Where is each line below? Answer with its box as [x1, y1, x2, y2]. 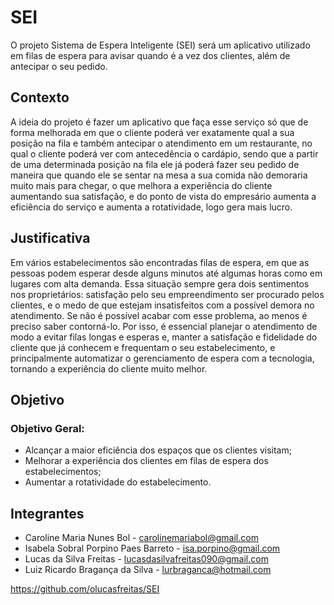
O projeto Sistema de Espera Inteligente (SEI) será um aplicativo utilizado [10, 39, 311, 51]
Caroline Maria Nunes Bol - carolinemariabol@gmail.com [24, 532, 259, 544]
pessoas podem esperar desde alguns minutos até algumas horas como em [10, 267, 323, 279]
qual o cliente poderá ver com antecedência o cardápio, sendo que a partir [10, 147, 319, 160]
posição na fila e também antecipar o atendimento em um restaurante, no [10, 137, 313, 149]
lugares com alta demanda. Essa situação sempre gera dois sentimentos [10, 277, 310, 290]
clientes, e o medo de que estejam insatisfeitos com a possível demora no [10, 299, 315, 311]
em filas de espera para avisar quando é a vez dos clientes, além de [10, 49, 291, 61]
